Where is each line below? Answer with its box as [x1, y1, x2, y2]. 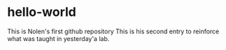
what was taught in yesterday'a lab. [7, 34, 110, 42]
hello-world [7, 4, 77, 20]
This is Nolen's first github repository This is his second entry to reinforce [7, 27, 220, 35]
